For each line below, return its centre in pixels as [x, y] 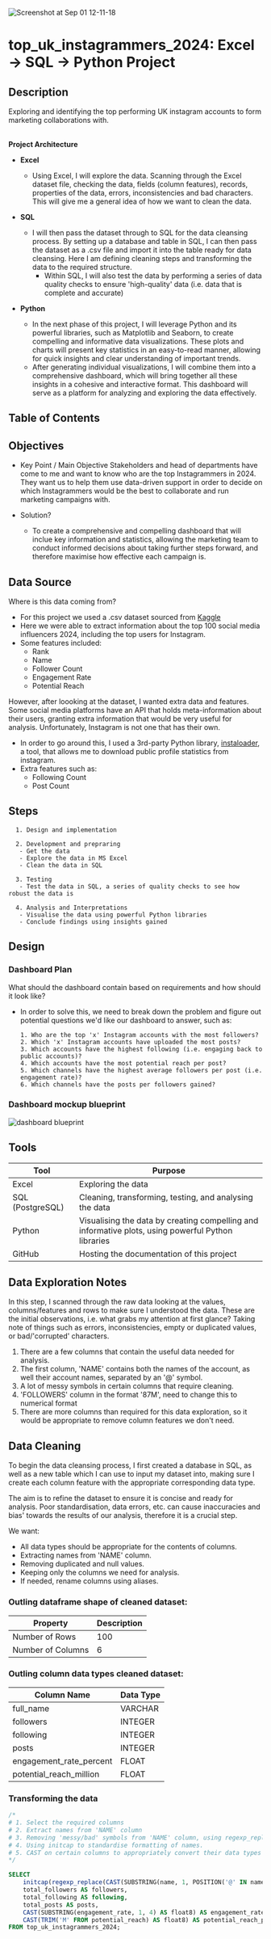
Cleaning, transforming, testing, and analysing [167, 1197]
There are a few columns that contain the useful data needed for [127, 1352]
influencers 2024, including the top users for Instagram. [113, 634]
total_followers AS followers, [75, 1890]
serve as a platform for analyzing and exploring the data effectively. [144, 393]
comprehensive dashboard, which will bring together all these [135, 375]
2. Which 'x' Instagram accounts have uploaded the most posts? [130, 1042]
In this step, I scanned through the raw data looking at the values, [117, 1302]
